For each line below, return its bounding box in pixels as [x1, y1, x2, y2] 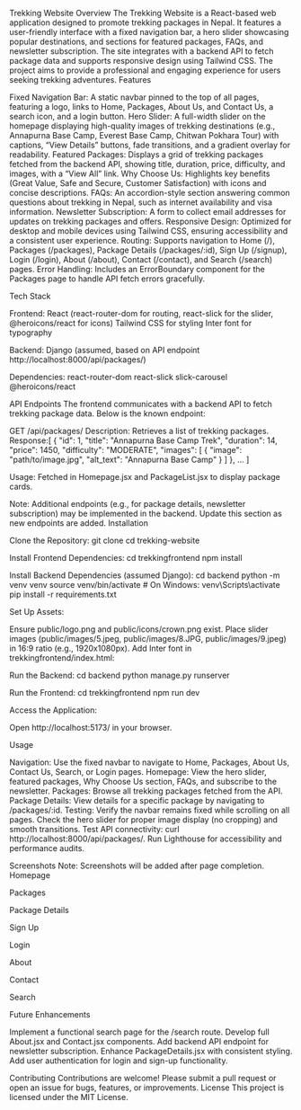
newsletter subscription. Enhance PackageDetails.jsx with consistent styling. [9, 1046, 293, 1056]
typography [9, 327, 52, 338]
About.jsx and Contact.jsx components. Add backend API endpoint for [9, 1036, 270, 1046]
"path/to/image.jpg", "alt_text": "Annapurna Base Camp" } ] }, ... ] [9, 454, 250, 465]
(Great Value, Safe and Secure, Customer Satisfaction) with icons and [9, 178, 267, 188]
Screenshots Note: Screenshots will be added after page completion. [9, 860, 265, 871]
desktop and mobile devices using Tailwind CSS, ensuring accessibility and [9, 226, 288, 236]
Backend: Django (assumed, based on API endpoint [9, 345, 200, 355]
